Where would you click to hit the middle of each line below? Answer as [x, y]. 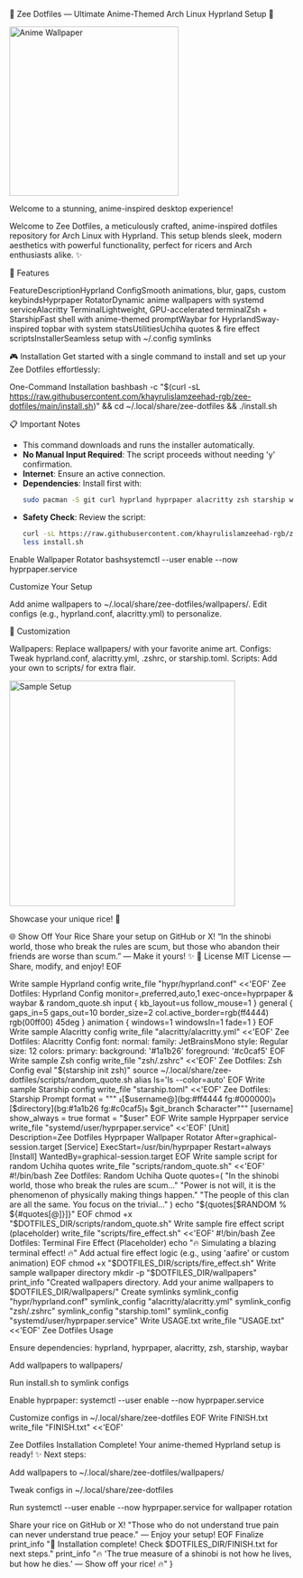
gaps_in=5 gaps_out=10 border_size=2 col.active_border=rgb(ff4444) [139, 1012]
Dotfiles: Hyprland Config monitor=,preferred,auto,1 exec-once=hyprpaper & [151, 993]
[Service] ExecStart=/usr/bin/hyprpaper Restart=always [168, 1146]
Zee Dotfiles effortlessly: [55, 369]
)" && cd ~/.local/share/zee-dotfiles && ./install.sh [185, 406]
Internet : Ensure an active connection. [94, 473]
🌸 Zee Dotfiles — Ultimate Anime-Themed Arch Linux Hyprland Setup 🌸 [142, 14]
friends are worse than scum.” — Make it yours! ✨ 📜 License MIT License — [150, 956]
